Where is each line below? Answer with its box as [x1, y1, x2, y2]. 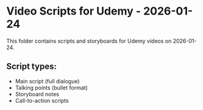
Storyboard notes [15, 90, 60, 98]
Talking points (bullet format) [15, 84, 88, 91]
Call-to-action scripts [15, 97, 69, 104]
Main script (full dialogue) [15, 77, 80, 84]
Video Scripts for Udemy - [6, 4, 141, 18]
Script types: [6, 61, 57, 72]
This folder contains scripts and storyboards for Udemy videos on [6, 37, 172, 44]
